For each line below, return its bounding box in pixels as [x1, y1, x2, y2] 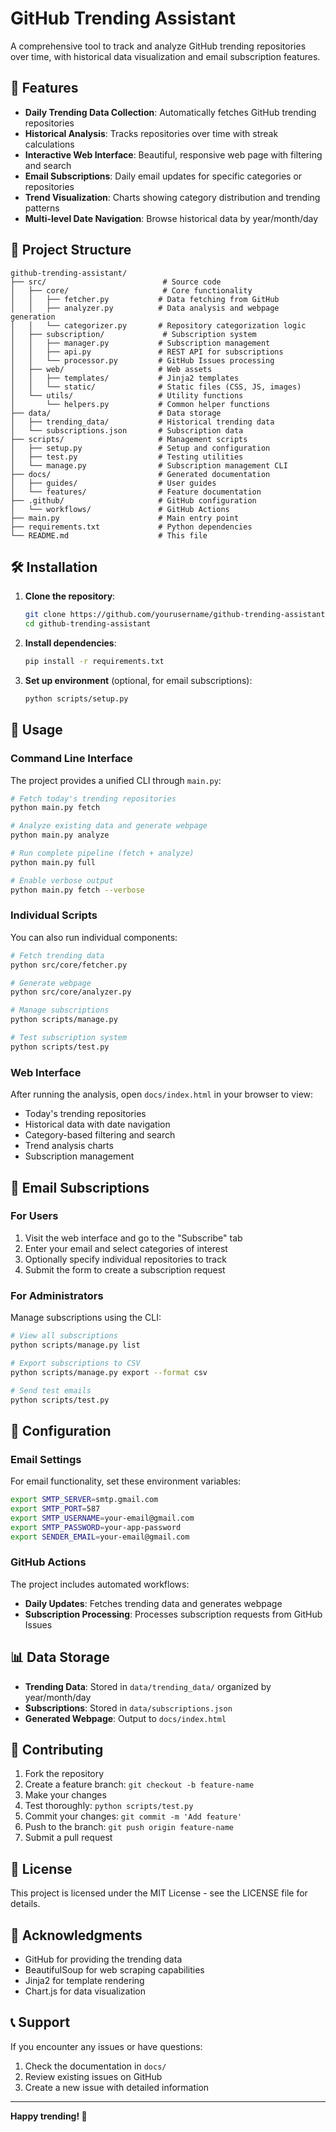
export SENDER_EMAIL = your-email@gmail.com [10, 1532, 190, 1542]
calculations [24, 138, 75, 150]
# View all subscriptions [10, 1331, 118, 1341]
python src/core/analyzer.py [10, 987, 132, 997]
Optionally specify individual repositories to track [24, 1253, 227, 1265]
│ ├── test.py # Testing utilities [10, 452, 244, 462]
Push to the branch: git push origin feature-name [24, 1821, 235, 1833]
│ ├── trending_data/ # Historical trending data [10, 417, 275, 427]
